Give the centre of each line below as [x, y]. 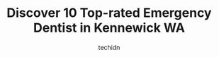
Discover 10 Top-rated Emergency [109, 13]
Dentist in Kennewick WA [109, 28]
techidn [109, 47]
